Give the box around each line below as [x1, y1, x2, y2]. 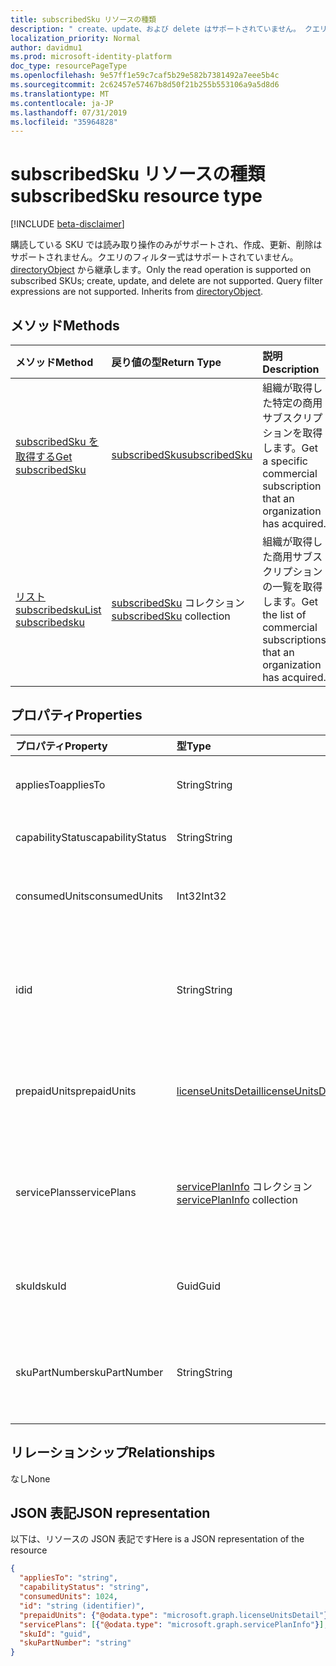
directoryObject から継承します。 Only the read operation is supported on [10, 264, 312, 276]
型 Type [176, 739, 212, 753]
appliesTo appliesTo [15, 777, 106, 791]
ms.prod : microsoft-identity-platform [10, 52, 172, 62]
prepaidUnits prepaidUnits [15, 1084, 137, 1098]
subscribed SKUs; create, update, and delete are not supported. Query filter [10, 275, 323, 287]
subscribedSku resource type [10, 185, 263, 208]
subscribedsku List [15, 603, 102, 616]
